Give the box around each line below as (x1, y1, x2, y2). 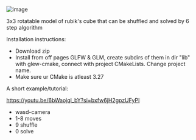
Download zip (15, 47, 50, 55)
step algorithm (6, 24, 43, 31)
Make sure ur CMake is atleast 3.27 (15, 73, 104, 80)
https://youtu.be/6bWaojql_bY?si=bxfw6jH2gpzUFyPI (6, 97, 140, 104)
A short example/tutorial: (6, 85, 69, 92)
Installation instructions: (6, 36, 66, 42)
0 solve (15, 128, 34, 135)
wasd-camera (15, 108, 51, 115)
